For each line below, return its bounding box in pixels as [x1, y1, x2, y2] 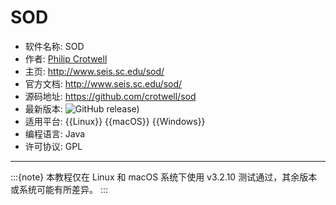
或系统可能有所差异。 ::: [10, 183, 109, 195]
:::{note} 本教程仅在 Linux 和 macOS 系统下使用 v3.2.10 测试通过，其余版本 [10, 171, 318, 183]
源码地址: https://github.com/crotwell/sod [24, 90, 197, 102]
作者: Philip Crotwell [24, 52, 108, 65]
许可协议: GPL [24, 140, 83, 152]
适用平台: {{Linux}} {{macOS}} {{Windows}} [24, 115, 206, 127]
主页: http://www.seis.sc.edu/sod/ [24, 65, 165, 77]
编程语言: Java [24, 127, 86, 140]
